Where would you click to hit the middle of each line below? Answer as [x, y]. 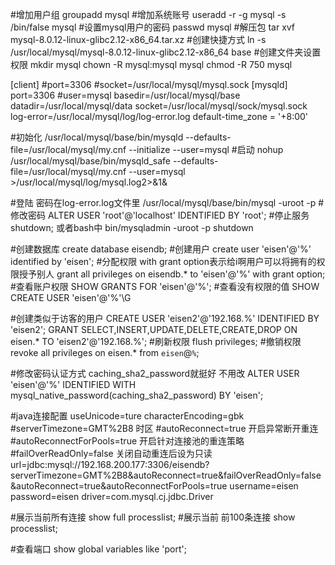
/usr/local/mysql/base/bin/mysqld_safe [90, 161]
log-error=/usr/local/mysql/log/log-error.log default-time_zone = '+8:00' [159, 116]
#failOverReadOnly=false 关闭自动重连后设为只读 [111, 453]
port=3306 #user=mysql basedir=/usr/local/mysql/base [125, 95]
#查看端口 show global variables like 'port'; [98, 549]
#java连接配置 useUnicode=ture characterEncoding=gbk [127, 416]
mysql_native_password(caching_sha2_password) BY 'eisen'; [137, 395]
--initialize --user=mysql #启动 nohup [206, 149]
